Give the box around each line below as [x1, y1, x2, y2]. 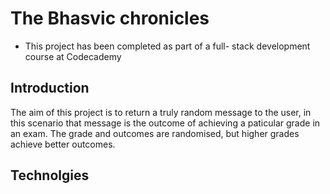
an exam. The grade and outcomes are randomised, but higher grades [10, 127, 300, 139]
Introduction [10, 80, 90, 97]
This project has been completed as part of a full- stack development [24, 40, 311, 52]
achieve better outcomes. [10, 138, 116, 150]
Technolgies [10, 167, 90, 184]
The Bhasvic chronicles [10, 7, 210, 30]
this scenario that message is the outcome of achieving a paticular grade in [10, 117, 321, 129]
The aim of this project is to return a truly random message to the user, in [10, 106, 312, 118]
